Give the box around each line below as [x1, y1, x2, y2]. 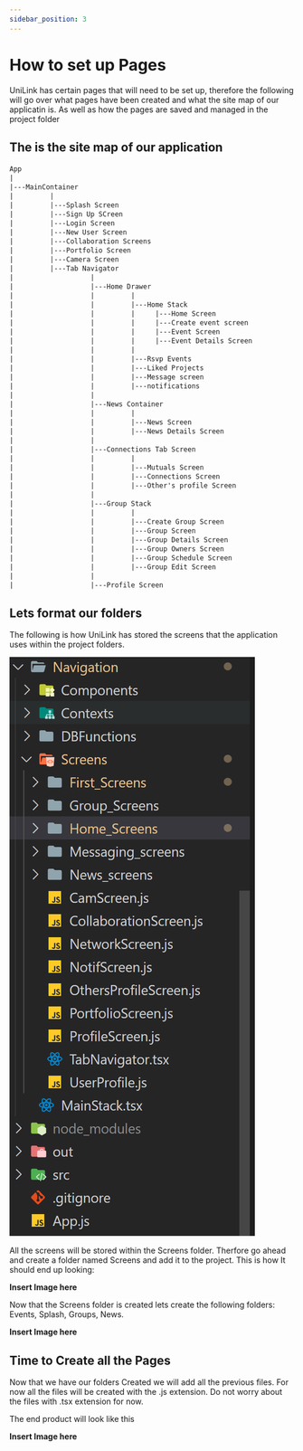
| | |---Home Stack [9, 300, 188, 309]
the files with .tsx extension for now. [9, 1396, 144, 1407]
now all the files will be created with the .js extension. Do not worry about [9, 1387, 283, 1397]
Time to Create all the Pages [9, 1352, 172, 1368]
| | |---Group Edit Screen [9, 563, 217, 572]
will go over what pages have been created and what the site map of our [9, 94, 279, 105]
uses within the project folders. [9, 639, 125, 650]
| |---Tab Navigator [9, 264, 119, 273]
